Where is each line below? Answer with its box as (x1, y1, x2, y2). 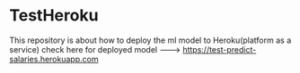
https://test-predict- (182, 44, 257, 54)
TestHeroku (9, 5, 99, 26)
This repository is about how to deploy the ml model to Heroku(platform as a (9, 35, 292, 45)
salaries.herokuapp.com (9, 53, 99, 64)
